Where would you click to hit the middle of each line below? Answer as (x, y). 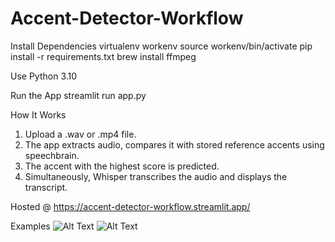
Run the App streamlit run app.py (78, 95)
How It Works (38, 114)
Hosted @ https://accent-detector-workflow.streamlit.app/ (130, 206)
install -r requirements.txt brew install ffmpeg (103, 56)
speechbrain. (52, 155)
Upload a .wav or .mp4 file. (80, 134)
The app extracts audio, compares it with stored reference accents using (174, 144)
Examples (30, 226)
